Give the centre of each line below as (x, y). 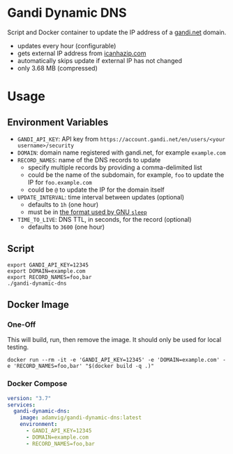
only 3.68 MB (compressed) (57, 68)
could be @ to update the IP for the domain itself (96, 190)
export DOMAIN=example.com (46, 271)
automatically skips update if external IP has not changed (100, 60)
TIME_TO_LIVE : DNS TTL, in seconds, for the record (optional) (104, 219)
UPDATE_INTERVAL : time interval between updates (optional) (101, 197)
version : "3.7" (29, 398)
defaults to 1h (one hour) (63, 204)
